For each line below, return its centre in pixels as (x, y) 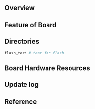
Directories (22, 41)
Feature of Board (31, 25)
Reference (21, 101)
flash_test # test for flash (34, 53)
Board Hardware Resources (47, 68)
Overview (20, 8)
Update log (22, 85)
